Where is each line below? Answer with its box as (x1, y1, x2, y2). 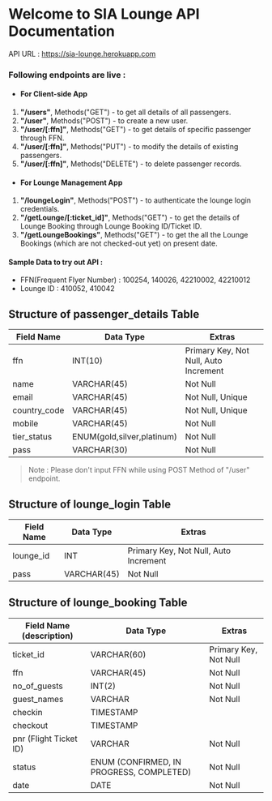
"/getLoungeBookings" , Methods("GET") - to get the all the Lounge (19, 230, 249, 240)
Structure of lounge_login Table (8, 497, 172, 511)
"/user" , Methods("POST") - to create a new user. (19, 116, 189, 126)
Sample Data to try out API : (8, 257, 104, 267)
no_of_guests (12, 680, 63, 692)
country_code (12, 405, 65, 416)
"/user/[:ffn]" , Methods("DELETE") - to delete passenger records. (19, 159, 242, 169)
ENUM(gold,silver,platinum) (72, 431, 178, 443)
